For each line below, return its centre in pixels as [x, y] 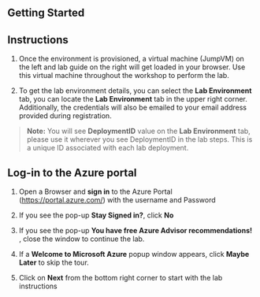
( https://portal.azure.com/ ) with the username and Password [117, 200]
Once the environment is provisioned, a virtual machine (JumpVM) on [132, 59]
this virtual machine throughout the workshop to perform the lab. [124, 76]
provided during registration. [65, 116]
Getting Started [46, 13]
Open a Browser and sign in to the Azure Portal [95, 191]
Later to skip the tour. [54, 262]
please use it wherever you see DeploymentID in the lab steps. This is [139, 139]
